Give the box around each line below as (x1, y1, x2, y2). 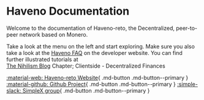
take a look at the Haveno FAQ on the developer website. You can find (6, 49, 183, 56)
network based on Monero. (19, 30, 88, 38)
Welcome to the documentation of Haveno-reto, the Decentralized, (6, 24, 175, 32)
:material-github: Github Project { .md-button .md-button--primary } (6, 80, 176, 88)
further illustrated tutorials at (6, 55, 78, 63)
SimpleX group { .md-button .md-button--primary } (22, 87, 150, 94)
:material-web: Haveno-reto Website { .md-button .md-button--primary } (6, 74, 189, 81)
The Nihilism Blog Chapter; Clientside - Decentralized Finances (6, 62, 165, 70)
